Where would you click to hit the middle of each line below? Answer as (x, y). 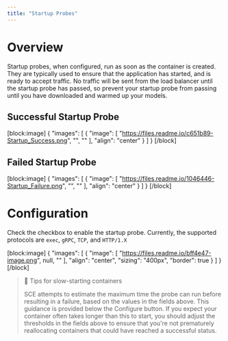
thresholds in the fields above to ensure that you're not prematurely (119, 323)
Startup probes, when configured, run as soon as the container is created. (112, 66)
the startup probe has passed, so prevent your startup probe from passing (112, 88)
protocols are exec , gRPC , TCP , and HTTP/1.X (67, 240)
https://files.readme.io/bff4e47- (167, 253)
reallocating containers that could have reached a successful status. (120, 331)
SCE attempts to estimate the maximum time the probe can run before (122, 294)
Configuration (48, 214)
